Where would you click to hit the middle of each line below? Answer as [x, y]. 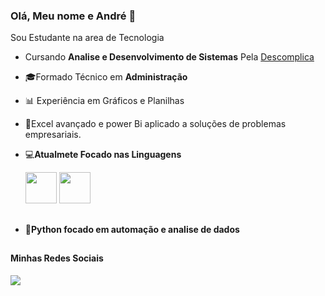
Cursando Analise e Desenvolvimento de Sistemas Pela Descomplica [169, 57]
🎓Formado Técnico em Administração [106, 77]
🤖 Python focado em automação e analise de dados [132, 229]
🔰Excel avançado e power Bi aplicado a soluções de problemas [155, 124]
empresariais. [53, 135]
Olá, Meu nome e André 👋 [73, 16]
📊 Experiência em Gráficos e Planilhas [104, 101]
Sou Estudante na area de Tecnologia [87, 38]
